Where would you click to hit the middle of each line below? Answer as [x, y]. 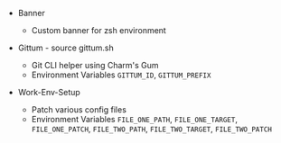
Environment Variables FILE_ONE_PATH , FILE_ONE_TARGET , [134, 119]
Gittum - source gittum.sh [66, 48]
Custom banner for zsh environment [99, 30]
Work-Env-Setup [49, 92]
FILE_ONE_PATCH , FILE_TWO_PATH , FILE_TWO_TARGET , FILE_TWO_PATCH [152, 129]
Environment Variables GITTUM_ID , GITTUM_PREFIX [121, 75]
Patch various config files [79, 110]
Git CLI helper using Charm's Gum [95, 65]
